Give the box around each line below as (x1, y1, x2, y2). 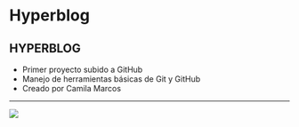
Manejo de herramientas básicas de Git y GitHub (21, 74, 201, 84)
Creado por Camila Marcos (21, 83, 122, 93)
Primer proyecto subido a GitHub (21, 64, 143, 75)
